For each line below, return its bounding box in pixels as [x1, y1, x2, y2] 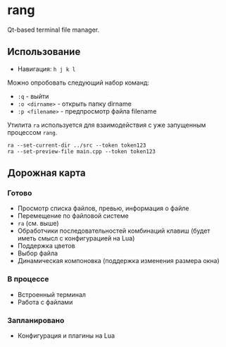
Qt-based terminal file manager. [7, 25, 100, 34]
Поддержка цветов [17, 242, 75, 250]
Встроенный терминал [17, 290, 87, 298]
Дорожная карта [7, 167, 86, 179]
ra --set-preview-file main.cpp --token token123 [7, 147, 156, 155]
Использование [7, 46, 81, 58]
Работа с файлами [17, 298, 73, 306]
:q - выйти [17, 92, 49, 100]
